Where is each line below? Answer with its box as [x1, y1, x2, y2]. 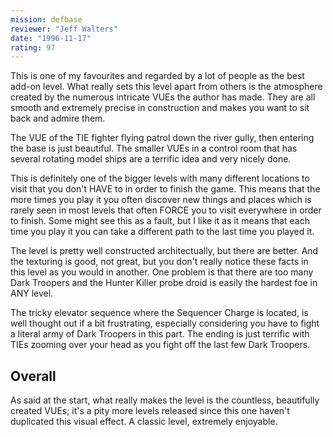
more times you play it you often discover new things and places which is [10, 194, 312, 206]
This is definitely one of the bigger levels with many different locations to [10, 172, 310, 185]
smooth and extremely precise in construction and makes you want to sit [10, 102, 310, 114]
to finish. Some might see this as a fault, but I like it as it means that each [10, 215, 310, 227]
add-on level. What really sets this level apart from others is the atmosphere [10, 81, 323, 93]
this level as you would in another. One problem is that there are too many [10, 266, 314, 278]
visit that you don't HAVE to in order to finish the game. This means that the [10, 183, 321, 195]
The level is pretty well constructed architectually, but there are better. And [10, 245, 319, 257]
